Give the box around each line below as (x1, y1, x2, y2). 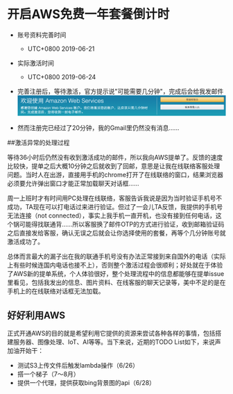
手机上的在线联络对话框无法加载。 (7, 287, 105, 295)
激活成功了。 (7, 238, 44, 246)
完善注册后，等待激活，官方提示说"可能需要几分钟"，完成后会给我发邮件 (17, 87, 224, 95)
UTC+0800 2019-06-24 (27, 72, 96, 81)
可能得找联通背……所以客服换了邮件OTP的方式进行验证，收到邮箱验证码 (19, 220, 225, 229)
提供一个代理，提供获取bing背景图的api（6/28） (17, 379, 156, 387)
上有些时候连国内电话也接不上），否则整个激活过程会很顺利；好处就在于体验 (7, 261, 223, 270)
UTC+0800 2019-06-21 (27, 44, 95, 53)
